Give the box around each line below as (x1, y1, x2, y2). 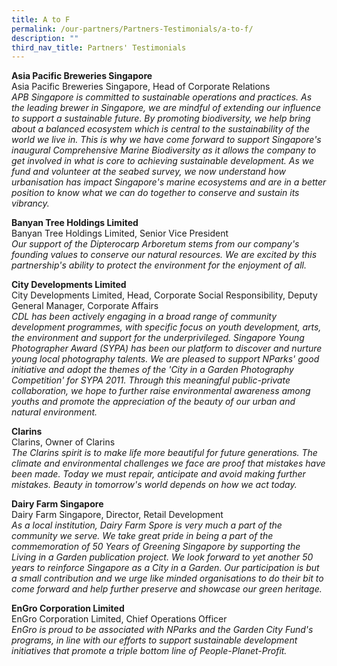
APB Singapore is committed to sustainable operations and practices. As (11, 91, 313, 103)
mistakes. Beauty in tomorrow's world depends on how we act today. (11, 479, 298, 491)
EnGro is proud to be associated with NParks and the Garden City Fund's (11, 624, 314, 636)
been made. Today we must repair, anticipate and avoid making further (11, 468, 306, 480)
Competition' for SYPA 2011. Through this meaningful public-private (11, 374, 291, 386)
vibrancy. (11, 197, 50, 210)
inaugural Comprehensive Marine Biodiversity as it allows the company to (11, 144, 317, 156)
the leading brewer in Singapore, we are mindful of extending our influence (11, 102, 321, 114)
